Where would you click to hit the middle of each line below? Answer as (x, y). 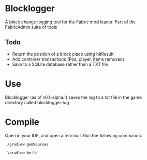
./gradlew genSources (27, 144)
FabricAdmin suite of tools (31, 27)
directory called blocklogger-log (37, 102)
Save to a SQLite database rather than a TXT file (60, 64)
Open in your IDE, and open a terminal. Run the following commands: (74, 135)
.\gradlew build (21, 153)
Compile (22, 122)
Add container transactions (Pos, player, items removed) (68, 59)
